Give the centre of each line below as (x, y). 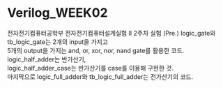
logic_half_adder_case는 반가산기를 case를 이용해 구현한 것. (91, 68)
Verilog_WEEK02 (57, 13)
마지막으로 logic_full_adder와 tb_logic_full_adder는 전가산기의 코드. (100, 76)
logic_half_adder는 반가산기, (47, 59)
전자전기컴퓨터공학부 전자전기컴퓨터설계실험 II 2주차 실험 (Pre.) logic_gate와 (111, 33)
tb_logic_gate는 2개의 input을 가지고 (57, 42)
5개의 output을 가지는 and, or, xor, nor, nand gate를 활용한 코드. (96, 50)
